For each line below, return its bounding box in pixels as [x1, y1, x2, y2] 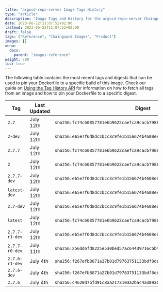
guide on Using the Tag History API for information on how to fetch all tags [5, 85, 154, 91]
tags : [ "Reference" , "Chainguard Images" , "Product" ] [5, 35, 116, 39]
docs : [9, 48, 21, 53]
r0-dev [7, 248, 23, 254]
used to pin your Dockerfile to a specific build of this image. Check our [5, 80, 147, 86]
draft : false [5, 30, 32, 35]
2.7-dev [7, 204, 25, 209]
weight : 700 [5, 57, 29, 62]
